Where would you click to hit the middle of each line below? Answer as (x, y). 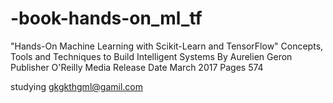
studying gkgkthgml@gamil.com (76, 86)
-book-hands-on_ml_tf (106, 18)
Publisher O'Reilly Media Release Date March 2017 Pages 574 (137, 67)
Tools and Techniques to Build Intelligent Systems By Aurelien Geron (151, 56)
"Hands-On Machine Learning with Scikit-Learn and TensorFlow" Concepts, (167, 46)
